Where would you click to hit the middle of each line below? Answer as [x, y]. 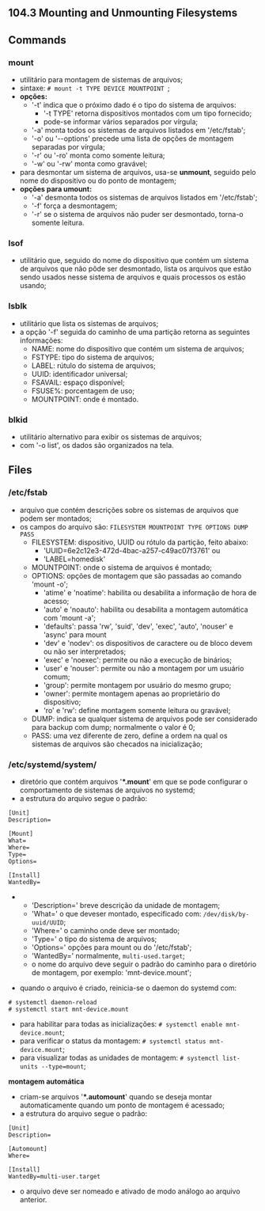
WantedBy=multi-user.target [55, 1176]
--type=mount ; [63, 1066]
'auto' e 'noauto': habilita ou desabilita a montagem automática [146, 609]
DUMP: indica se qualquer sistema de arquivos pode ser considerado [144, 719]
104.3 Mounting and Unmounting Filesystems [123, 13]
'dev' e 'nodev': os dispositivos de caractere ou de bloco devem [148, 643]
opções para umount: [56, 189]
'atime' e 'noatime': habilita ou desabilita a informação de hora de [150, 592]
